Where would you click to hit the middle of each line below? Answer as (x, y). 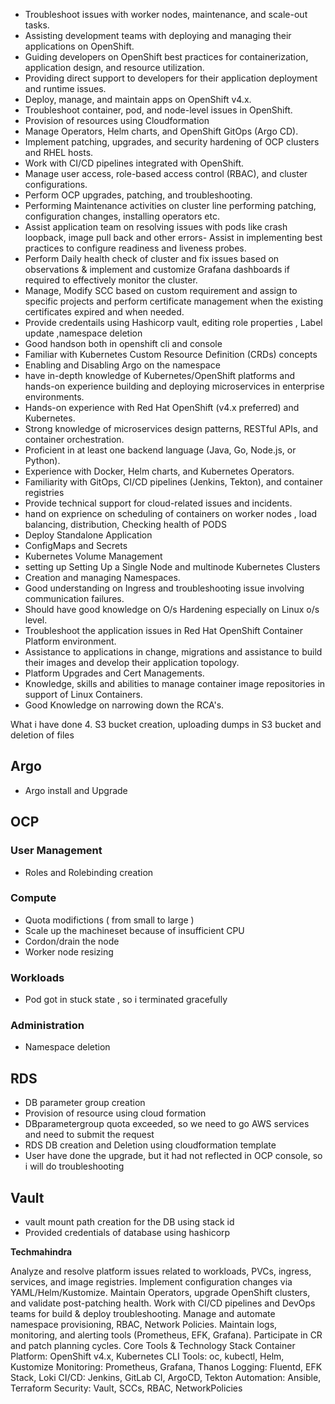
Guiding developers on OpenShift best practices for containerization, (166, 57)
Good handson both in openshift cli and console (123, 343)
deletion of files (42, 735)
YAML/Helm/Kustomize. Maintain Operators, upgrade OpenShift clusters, (160, 1293)
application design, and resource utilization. (114, 67)
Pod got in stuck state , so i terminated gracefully (126, 1000)
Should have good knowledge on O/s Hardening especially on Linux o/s (172, 609)
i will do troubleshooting (74, 1166)
